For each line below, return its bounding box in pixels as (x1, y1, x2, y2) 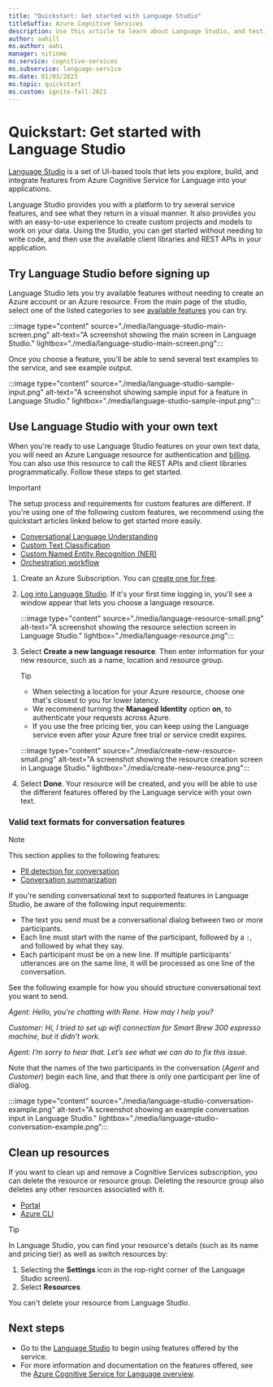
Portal (19, 1201, 41, 1210)
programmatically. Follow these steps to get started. (8, 467, 183, 477)
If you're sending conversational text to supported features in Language (8, 891, 249, 901)
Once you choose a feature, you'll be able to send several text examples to (8, 355, 258, 364)
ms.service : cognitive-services (8, 58, 118, 66)
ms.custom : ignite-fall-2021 (8, 87, 107, 96)
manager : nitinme (8, 50, 67, 58)
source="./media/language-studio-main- (90, 321, 227, 331)
